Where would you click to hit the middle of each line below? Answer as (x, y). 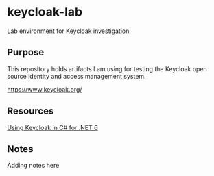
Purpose (26, 52)
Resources (31, 111)
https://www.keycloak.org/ (45, 89)
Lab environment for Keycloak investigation (68, 31)
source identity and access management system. (76, 76)
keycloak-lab (45, 12)
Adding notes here (33, 166)
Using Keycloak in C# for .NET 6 (52, 127)
